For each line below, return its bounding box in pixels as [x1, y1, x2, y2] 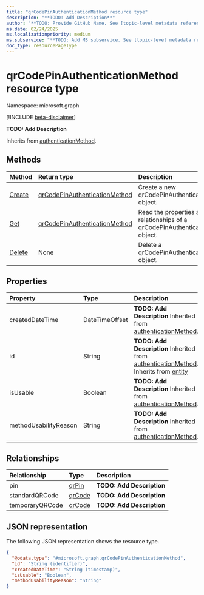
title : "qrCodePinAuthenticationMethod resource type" [6, 8, 148, 15]
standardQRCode [9, 491, 59, 500]
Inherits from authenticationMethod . [6, 137, 97, 144]
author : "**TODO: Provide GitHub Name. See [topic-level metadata [6, 20, 178, 26]
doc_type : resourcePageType [6, 43, 78, 49]
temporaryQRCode [9, 501, 64, 509]
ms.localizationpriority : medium [6, 32, 91, 38]
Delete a [138, 240, 162, 249]
